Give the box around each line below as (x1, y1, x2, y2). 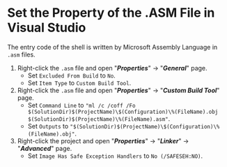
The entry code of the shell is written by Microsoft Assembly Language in (7, 43, 218, 51)
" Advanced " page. (17, 144, 72, 152)
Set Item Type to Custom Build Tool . (27, 78, 132, 87)
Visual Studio (7, 20, 86, 36)
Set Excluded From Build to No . (27, 71, 116, 80)
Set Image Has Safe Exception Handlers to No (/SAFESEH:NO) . (27, 152, 203, 160)
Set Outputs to (27, 122, 69, 130)
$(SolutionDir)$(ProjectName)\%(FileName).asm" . (27, 114, 171, 123)
